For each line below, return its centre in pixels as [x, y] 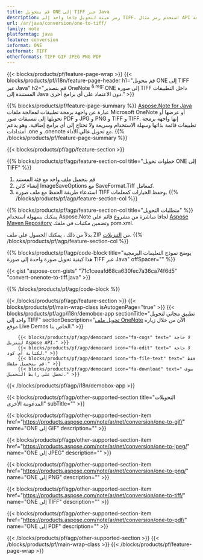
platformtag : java [30, 34]
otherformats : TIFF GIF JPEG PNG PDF [54, 57]
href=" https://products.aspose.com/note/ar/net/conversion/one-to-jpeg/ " [98, 447]
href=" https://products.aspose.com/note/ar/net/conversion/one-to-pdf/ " [97, 520]
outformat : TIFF [27, 51]
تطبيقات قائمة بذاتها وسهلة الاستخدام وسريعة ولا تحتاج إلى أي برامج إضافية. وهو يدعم [101, 125]
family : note [23, 29]
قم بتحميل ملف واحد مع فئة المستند [55, 179]
